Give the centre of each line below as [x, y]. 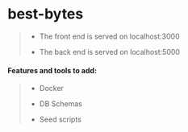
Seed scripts [61, 120]
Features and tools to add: [52, 70]
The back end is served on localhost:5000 [110, 52]
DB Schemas [61, 104]
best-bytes [46, 14]
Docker [51, 89]
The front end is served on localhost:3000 [109, 36]
